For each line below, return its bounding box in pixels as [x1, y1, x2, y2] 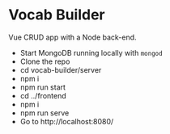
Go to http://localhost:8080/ [19, 116, 114, 126]
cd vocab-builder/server [19, 65, 102, 74]
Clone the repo [19, 57, 70, 66]
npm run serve [19, 107, 70, 118]
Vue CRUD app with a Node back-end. [8, 32, 137, 42]
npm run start [19, 82, 66, 92]
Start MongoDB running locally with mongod [19, 48, 164, 57]
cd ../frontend [19, 90, 66, 100]
